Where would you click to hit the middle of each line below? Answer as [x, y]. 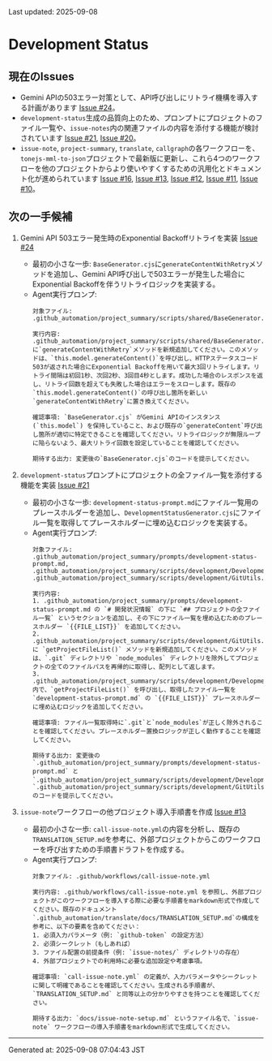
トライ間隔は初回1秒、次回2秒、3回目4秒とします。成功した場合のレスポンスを [144, 375]
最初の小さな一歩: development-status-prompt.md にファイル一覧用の [145, 502]
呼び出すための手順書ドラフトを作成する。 [117, 849]
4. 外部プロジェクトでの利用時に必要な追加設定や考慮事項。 [119, 961]
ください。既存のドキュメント [74, 909]
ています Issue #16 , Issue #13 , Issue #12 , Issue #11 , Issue [164, 179]
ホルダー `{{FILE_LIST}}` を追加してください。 [111, 627]
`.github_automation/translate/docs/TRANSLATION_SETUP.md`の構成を [146, 918]
